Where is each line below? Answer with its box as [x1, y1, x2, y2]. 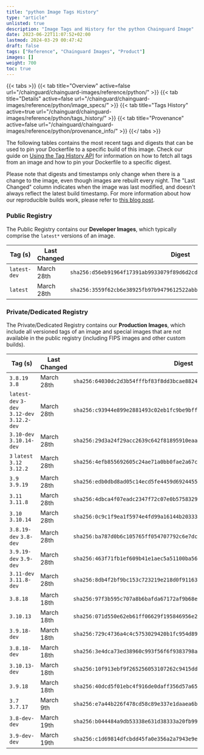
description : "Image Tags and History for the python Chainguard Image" [6, 26, 194, 32]
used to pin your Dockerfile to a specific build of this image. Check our [6, 146, 183, 153]
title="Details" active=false [6, 95, 73, 102]
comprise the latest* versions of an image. [6, 232, 115, 239]
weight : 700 [6, 60, 36, 66]
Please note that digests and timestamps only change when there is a [6, 170, 180, 178]
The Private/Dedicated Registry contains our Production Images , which [6, 321, 186, 329]
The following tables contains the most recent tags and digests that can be [6, 139, 194, 147]
